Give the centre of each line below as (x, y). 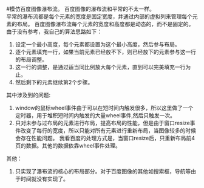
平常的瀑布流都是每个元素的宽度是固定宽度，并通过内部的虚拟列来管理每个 (99, 16)
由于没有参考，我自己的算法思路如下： (54, 31)
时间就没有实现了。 (44, 179)
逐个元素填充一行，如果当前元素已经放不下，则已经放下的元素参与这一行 (105, 52)
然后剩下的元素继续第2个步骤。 (54, 82)
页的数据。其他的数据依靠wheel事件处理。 (68, 146)
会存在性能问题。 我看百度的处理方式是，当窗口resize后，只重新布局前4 (105, 138)
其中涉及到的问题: (29, 95)
